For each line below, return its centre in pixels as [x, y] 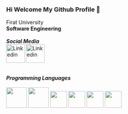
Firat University [25, 23]
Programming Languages [39, 78]
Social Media [23, 42]
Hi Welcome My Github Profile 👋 [53, 9]
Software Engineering [34, 28]
